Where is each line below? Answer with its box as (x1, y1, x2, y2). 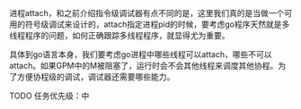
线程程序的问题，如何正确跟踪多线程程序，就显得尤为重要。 (9, 30, 230, 40)
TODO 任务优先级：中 (9, 90, 90, 101)
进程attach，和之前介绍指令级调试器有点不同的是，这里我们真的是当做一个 (9, 8, 285, 18)
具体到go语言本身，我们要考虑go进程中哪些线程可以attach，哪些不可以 (9, 49, 272, 60)
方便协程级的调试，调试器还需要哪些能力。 (16, 71, 175, 82)
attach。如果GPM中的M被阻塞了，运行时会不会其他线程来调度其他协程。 (9, 61, 279, 71)
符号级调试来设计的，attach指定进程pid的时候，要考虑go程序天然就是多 (24, 19, 290, 29)
